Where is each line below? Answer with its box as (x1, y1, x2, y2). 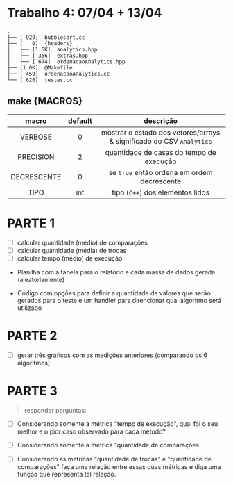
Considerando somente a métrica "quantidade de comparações (17, 441, 200, 449)
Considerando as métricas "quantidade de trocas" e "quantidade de (17, 454, 212, 463)
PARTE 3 (7, 384, 58, 399)
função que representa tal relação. (17, 470, 116, 478)
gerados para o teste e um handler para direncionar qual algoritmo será (17, 296, 222, 304)
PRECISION (17, 151, 55, 161)
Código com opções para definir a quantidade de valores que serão (17, 288, 212, 297)
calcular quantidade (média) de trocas (17, 246, 127, 254)
